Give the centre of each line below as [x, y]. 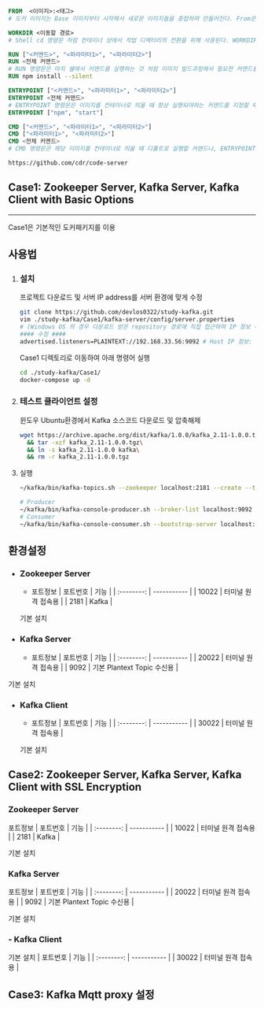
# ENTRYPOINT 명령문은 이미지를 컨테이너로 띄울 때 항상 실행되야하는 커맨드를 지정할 [128, 105]
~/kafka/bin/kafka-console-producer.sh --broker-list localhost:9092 [136, 510]
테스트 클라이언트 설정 [59, 402]
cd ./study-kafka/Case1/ [60, 373]
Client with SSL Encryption [75, 787]
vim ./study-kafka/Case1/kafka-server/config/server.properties [127, 320]
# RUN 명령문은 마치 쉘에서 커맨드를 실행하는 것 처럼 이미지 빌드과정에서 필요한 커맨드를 [133, 69]
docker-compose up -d [55, 380]
